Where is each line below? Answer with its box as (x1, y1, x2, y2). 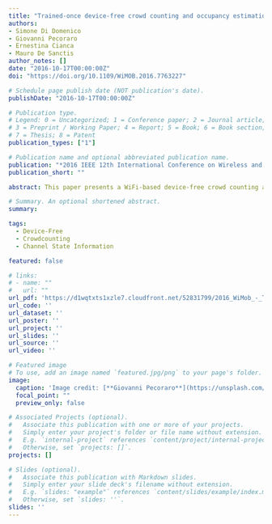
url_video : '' (8, 347, 57, 355)
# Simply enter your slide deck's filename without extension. (8, 480, 233, 489)
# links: (8, 272, 38, 280)
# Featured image (8, 361, 67, 370)
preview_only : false (15, 399, 85, 407)
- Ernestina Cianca (8, 42, 74, 50)
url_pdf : (8, 294, 38, 302)
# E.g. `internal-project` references (8, 436, 147, 444)
